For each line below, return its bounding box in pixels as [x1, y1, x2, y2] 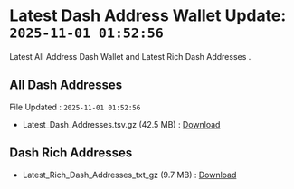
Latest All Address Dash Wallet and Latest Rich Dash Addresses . [9, 51, 251, 61]
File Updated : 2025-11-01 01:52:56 [9, 101, 141, 112]
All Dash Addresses [9, 78, 123, 93]
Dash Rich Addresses [9, 146, 133, 161]
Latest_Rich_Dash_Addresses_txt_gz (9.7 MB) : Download [22, 169, 237, 180]
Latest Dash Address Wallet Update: [9, 5, 287, 26]
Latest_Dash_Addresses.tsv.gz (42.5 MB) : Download [22, 118, 221, 129]
